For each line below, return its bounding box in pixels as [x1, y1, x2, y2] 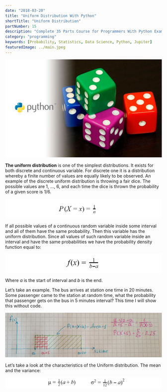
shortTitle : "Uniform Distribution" [5, 18, 81, 23]
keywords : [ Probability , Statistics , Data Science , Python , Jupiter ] [5, 40, 153, 45]
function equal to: [5, 244, 41, 250]
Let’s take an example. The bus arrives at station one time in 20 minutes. [5, 287, 154, 293]
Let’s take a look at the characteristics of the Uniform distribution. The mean [5, 362, 161, 368]
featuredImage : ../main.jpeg [5, 45, 66, 50]
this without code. [5, 302, 42, 308]
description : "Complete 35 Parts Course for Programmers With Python [5, 29, 153, 34]
